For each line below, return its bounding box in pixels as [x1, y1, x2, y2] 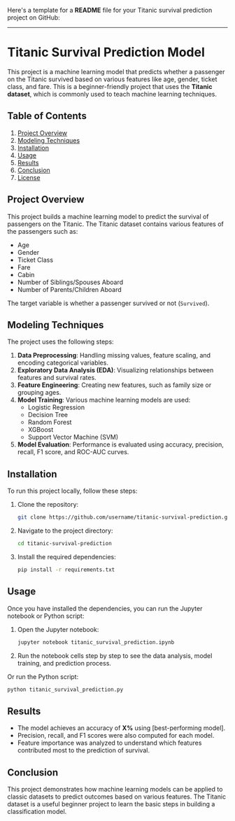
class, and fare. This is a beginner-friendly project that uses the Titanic [7, 82, 213, 90]
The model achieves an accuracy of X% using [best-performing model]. [17, 724, 226, 732]
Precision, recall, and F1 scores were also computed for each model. [17, 731, 215, 740]
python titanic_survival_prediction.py [7, 686, 124, 693]
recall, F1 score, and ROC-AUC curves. [17, 448, 129, 456]
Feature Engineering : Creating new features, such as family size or [17, 381, 212, 389]
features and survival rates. [17, 374, 97, 382]
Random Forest [27, 418, 72, 426]
